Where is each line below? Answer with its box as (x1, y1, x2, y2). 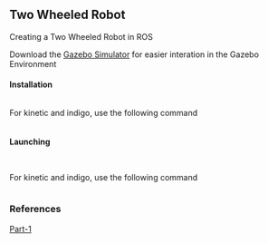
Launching (9, 136, 51, 147)
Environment (9, 58, 57, 69)
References (9, 203, 62, 216)
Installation (9, 79, 53, 90)
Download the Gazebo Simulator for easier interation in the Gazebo (9, 49, 260, 60)
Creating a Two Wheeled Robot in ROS (9, 31, 154, 42)
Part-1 (9, 223, 32, 234)
